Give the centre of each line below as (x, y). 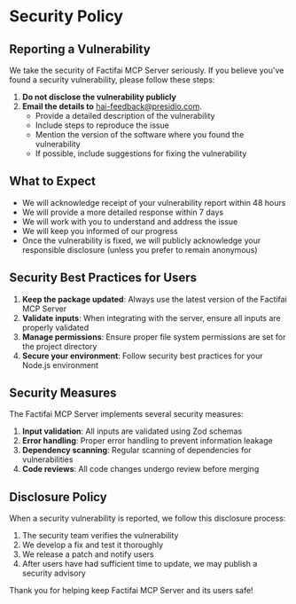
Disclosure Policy (58, 497)
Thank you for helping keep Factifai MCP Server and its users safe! (132, 591)
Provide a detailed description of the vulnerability (125, 116)
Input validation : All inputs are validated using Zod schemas (132, 431)
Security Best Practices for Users (103, 278)
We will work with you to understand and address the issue (130, 221)
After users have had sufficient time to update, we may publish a (140, 564)
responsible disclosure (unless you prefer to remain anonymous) (140, 249)
